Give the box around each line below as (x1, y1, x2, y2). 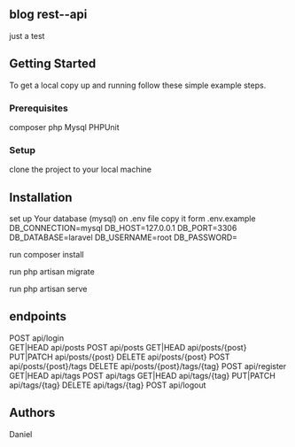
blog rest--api (9, 7, 88, 22)
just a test (9, 30, 45, 41)
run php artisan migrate (9, 266, 95, 277)
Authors (9, 405, 56, 420)
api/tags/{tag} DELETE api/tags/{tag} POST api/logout (9, 380, 206, 390)
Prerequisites (9, 102, 68, 114)
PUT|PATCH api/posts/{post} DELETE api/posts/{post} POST (9, 351, 230, 362)
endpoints (9, 309, 67, 324)
